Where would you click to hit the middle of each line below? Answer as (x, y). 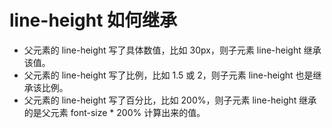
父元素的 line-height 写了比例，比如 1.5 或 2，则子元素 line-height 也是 (168, 75)
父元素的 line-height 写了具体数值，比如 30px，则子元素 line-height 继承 (172, 50)
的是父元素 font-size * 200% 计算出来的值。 (114, 112)
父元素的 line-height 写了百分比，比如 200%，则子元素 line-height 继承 (170, 100)
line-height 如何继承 (93, 20)
